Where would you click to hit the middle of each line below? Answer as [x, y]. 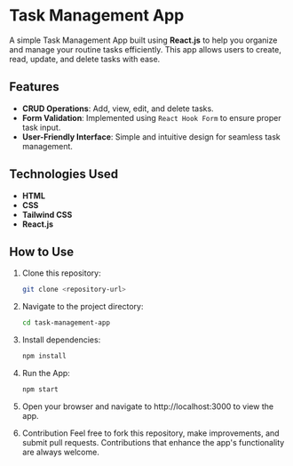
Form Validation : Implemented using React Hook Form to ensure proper [151, 117]
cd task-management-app [66, 323]
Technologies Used [63, 174]
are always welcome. [60, 452]
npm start [40, 390]
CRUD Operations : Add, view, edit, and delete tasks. [118, 108]
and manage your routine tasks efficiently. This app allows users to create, [146, 49]
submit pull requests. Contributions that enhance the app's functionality [153, 442]
